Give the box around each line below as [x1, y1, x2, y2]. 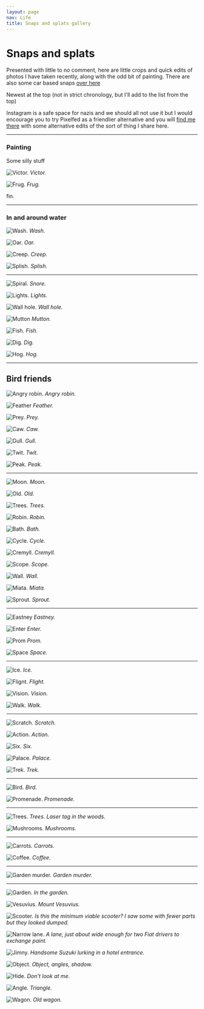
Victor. [30, 168, 47, 176]
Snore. [29, 280, 47, 287]
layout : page [6, 9, 39, 15]
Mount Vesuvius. [38, 900, 80, 907]
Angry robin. [44, 390, 76, 397]
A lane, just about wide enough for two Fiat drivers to [46, 931, 180, 938]
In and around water [6, 213, 67, 222]
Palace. [32, 754, 52, 762]
